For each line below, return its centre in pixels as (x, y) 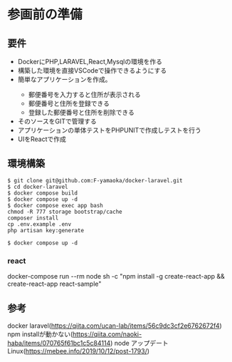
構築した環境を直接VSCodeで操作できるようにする (92, 71)
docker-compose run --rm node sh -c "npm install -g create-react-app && (116, 276)
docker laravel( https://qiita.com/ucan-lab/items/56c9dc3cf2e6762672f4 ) (115, 326)
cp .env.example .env (39, 224)
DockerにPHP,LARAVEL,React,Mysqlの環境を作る (90, 62)
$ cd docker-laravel (38, 187)
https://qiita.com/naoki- (107, 334)
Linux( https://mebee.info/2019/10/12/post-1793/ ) (79, 351)
